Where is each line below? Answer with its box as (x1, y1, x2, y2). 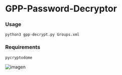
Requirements (5, 43, 41, 50)
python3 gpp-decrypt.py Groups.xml (5, 32, 80, 37)
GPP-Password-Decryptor (5, 3, 117, 14)
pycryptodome (5, 55, 33, 60)
